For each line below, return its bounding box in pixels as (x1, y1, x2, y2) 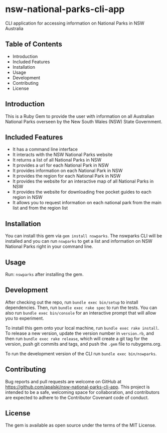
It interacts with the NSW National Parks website (12, 152, 113, 158)
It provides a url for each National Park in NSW (12, 162, 109, 169)
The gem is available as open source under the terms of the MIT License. (5, 422, 156, 428)
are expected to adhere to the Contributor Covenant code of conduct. (5, 394, 149, 400)
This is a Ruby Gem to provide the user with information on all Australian (5, 113, 154, 119)
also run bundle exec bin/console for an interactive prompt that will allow (5, 310, 156, 316)
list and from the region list (12, 205, 68, 211)
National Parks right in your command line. (5, 243, 93, 249)
